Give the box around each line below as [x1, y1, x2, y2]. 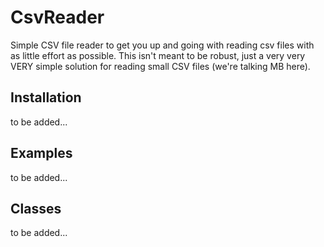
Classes [10, 200, 62, 217]
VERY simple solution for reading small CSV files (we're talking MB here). [10, 60, 311, 72]
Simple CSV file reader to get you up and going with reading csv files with [10, 39, 315, 51]
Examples [10, 145, 73, 162]
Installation [10, 89, 82, 106]
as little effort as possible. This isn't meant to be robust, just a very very [10, 49, 306, 61]
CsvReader [10, 6, 105, 29]
